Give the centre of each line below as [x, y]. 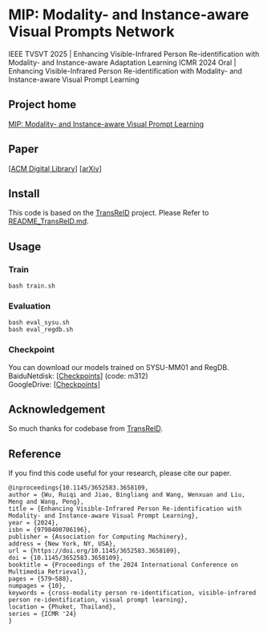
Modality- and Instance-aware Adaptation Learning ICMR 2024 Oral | [122, 62]
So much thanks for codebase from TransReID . [85, 429]
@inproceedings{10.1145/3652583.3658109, [79, 488]
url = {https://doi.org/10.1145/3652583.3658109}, [95, 551]
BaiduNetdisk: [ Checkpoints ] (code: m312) [78, 376]
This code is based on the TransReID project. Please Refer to [109, 213]
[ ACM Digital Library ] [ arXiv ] [55, 168]
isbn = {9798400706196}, [50, 530]
